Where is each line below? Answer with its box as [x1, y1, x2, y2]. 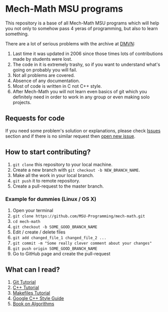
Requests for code [5, 114, 65, 123]
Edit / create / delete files [12, 229, 66, 235]
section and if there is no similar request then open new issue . [5, 133, 136, 139]
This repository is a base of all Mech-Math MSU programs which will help [5, 20, 159, 26]
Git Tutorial [12, 279, 36, 285]
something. [5, 31, 29, 37]
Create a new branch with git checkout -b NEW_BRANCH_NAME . [12, 167, 140, 173]
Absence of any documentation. [12, 77, 80, 84]
